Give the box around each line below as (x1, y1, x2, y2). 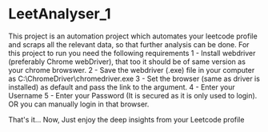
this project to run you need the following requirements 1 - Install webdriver (8, 48, 256, 58)
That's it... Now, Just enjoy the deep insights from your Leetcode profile (8, 114, 245, 124)
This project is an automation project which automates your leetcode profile (8, 31, 258, 41)
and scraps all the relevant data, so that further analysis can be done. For (8, 39, 250, 49)
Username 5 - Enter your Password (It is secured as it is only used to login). (8, 90, 258, 100)
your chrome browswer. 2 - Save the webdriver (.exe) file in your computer (8, 65, 255, 74)
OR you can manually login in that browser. (8, 99, 150, 109)
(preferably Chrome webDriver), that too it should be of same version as (8, 57, 246, 66)
